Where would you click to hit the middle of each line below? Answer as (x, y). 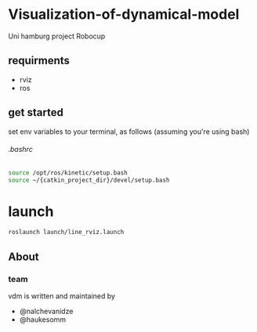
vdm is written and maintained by (62, 296)
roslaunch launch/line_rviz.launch (66, 233)
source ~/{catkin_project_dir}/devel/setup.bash (89, 180)
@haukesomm (43, 319)
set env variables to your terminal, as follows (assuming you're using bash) (129, 132)
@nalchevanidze (46, 312)
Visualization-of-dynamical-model (124, 14)
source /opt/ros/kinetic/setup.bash (68, 173)
